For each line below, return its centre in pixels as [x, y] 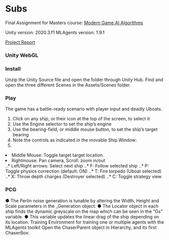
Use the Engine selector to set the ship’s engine [62, 124]
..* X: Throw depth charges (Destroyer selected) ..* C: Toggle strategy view [83, 177]
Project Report [20, 42]
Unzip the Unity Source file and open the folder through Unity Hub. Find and [84, 80]
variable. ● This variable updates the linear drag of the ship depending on [82, 216]
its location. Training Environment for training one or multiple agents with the [85, 222]
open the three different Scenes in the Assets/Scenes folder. [68, 85]
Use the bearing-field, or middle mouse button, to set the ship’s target [85, 129]
